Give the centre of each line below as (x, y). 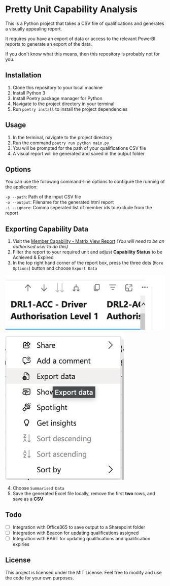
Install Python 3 (29, 93)
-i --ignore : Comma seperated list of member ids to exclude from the (79, 208)
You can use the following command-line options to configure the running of (85, 182)
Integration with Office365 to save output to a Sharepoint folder (79, 527)
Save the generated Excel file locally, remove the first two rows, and (84, 493)
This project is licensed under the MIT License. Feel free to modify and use (83, 572)
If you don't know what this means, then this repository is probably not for (82, 54)
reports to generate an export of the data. (49, 44)
